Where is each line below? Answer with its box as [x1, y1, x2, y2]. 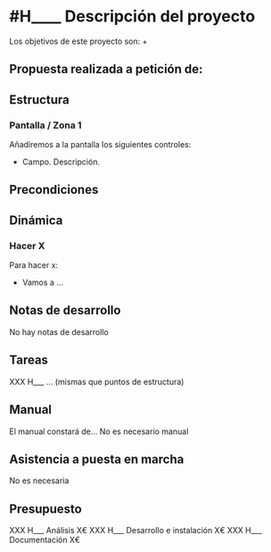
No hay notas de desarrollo [9, 326, 109, 337]
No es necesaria [9, 475, 70, 486]
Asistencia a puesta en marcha [9, 451, 185, 466]
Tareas [9, 353, 49, 368]
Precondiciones [9, 182, 99, 197]
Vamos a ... [21, 277, 64, 288]
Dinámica [9, 213, 63, 228]
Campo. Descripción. [21, 156, 101, 167]
